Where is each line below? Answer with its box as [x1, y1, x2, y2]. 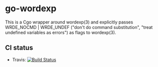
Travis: [12, 57, 26, 63]
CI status [5, 44, 33, 52]
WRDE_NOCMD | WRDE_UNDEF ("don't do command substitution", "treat [5, 24, 153, 30]
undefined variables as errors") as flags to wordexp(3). [5, 29, 116, 35]
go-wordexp [5, 3, 56, 14]
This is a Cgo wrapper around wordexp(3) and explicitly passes [5, 19, 133, 25]
